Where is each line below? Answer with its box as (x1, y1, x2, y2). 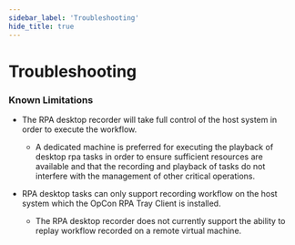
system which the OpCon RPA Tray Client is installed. (21, 198, 221, 209)
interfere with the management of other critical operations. (35, 170, 256, 181)
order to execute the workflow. (21, 124, 137, 135)
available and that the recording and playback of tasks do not (35, 160, 266, 171)
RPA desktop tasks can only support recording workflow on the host (21, 188, 279, 199)
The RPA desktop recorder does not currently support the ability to (35, 215, 286, 226)
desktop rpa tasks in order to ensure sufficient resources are (35, 151, 263, 162)
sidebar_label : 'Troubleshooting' (8, 13, 140, 23)
